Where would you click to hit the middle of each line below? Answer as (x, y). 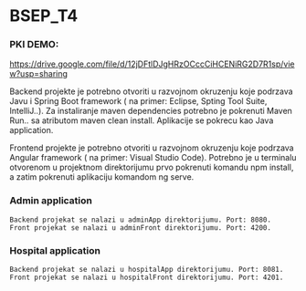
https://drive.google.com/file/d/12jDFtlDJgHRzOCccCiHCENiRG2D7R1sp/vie (152, 64)
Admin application (51, 201)
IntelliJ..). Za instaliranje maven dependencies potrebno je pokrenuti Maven (151, 111)
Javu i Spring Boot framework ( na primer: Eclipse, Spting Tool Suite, (138, 101)
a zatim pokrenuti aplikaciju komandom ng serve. (102, 177)
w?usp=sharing (39, 74)
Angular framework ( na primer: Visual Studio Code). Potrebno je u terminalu (153, 158)
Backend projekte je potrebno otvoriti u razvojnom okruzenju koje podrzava (152, 91)
